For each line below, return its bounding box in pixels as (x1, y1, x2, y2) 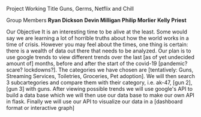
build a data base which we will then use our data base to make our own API (6, 92, 195, 98)
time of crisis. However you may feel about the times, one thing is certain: (6, 41, 188, 48)
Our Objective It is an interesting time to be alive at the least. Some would (6, 28, 188, 35)
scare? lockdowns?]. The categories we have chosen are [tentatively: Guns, (6, 66, 194, 73)
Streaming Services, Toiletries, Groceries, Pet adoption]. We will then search (6, 73, 195, 79)
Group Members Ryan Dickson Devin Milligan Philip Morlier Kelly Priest (6, 17, 187, 23)
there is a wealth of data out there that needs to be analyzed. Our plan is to (6, 47, 191, 54)
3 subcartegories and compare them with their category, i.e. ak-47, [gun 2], (6, 79, 193, 86)
